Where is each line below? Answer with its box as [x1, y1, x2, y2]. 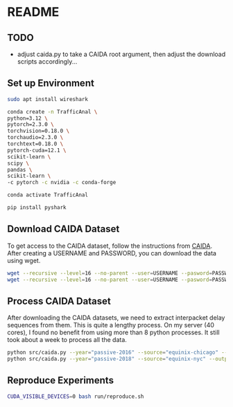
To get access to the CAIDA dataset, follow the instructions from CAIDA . [7, 242, 213, 250]
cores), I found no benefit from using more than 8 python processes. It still [7, 328, 220, 336]
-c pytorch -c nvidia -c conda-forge [7, 179, 116, 186]
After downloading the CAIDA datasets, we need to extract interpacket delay [7, 314, 225, 322]
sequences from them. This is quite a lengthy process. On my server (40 [7, 321, 215, 329]
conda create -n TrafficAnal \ [7, 108, 98, 115]
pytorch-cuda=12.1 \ [7, 147, 67, 154]
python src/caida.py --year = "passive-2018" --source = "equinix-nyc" [7, 356, 207, 363]
